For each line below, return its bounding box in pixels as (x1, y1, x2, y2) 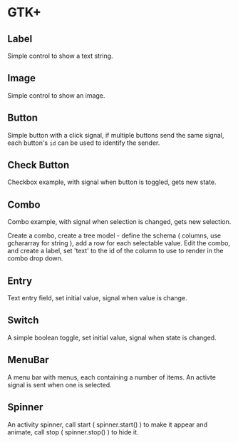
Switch (7, 315, 39, 327)
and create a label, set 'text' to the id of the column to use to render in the (7, 247, 224, 255)
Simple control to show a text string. (7, 51, 113, 60)
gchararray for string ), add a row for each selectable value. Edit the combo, (7, 239, 230, 248)
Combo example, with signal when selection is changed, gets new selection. (7, 218, 232, 226)
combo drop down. (7, 254, 63, 263)
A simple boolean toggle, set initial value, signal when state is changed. (7, 333, 217, 342)
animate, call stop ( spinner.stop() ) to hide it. (7, 427, 139, 436)
